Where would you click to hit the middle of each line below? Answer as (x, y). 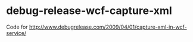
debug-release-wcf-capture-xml (89, 11)
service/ (16, 33)
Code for (17, 27)
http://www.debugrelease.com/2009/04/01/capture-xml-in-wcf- (108, 27)
